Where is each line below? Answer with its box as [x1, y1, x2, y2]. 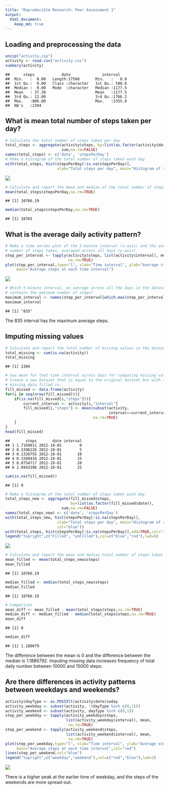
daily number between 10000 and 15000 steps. [5, 663, 103, 669]
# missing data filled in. [5, 382, 62, 387]
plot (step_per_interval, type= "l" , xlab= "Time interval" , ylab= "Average [5, 262, 158, 268]
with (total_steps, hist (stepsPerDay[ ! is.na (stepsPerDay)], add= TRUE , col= [5, 529, 161, 534]
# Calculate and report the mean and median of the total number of [5, 185, 152, 190]
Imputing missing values [5, 332, 84, 341]
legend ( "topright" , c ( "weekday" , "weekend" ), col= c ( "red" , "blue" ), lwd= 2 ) [5, 755, 156, 760]
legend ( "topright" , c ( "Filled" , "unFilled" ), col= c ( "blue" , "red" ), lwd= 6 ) [5, 534, 158, 539]
